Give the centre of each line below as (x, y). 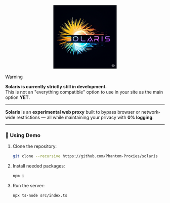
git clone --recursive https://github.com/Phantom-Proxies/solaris (85, 156)
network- (151, 112)
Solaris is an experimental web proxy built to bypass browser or (73, 112)
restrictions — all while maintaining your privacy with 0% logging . (85, 117)
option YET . (18, 97)
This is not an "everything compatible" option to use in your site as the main (84, 92)
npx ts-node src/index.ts (40, 196)
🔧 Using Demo (23, 135)
